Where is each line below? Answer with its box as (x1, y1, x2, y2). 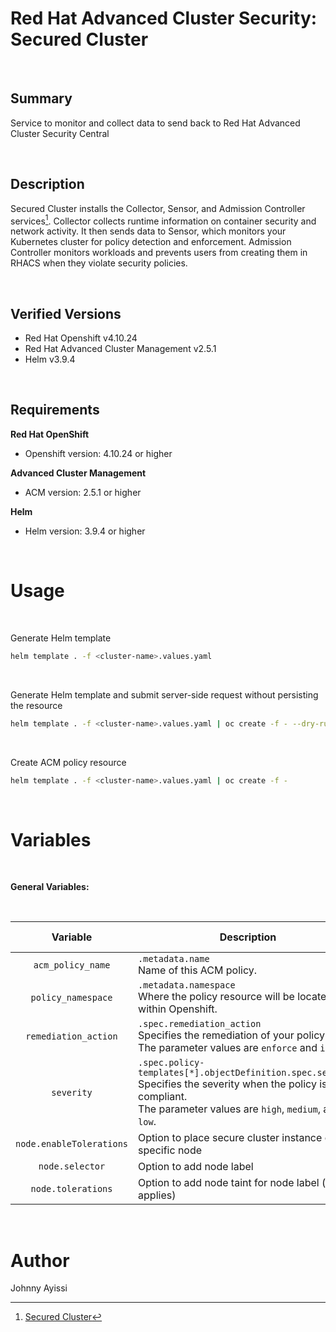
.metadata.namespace (138, 980, 236, 991)
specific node (138, 1143, 203, 1157)
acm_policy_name (33, 960, 111, 971)
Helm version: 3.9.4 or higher (24, 525, 146, 537)
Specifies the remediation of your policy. (138, 1028, 328, 1042)
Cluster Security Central (10, 127, 110, 139)
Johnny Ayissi (10, 1282, 68, 1294)
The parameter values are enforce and (138, 1041, 318, 1055)
